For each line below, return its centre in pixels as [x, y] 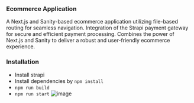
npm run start [32, 94]
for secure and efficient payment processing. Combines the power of [90, 34]
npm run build [32, 88]
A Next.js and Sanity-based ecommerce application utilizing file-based [92, 22]
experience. [21, 46]
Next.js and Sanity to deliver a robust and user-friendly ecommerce [88, 41]
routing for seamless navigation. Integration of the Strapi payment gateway [97, 28]
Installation [23, 62]
